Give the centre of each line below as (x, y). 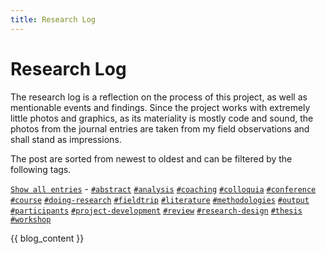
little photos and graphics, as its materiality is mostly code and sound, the (162, 118)
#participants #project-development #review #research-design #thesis (156, 211)
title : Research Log (53, 19)
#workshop (31, 219)
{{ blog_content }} (47, 238)
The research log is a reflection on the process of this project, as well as (159, 97)
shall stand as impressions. (66, 139)
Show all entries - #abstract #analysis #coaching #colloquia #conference (163, 188)
